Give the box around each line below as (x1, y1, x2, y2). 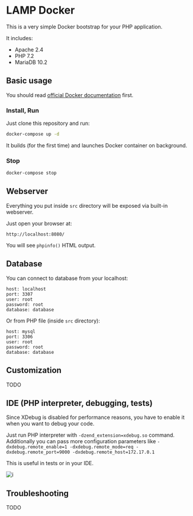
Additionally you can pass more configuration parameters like (6, 438, 156, 445)
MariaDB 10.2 (14, 59, 47, 66)
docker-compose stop (6, 170, 57, 176)
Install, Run (6, 106, 40, 114)
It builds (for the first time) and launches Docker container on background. (6, 141, 188, 149)
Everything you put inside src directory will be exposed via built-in (6, 202, 168, 209)
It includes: (6, 34, 33, 41)
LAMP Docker (6, 4, 75, 17)
